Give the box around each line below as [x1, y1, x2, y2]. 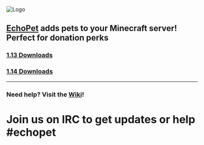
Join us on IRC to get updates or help [6, 112, 195, 126]
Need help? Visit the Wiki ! [6, 90, 84, 98]
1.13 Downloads [6, 51, 53, 59]
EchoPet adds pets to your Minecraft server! [6, 23, 177, 33]
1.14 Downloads [6, 67, 53, 76]
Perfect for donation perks [6, 33, 109, 43]
